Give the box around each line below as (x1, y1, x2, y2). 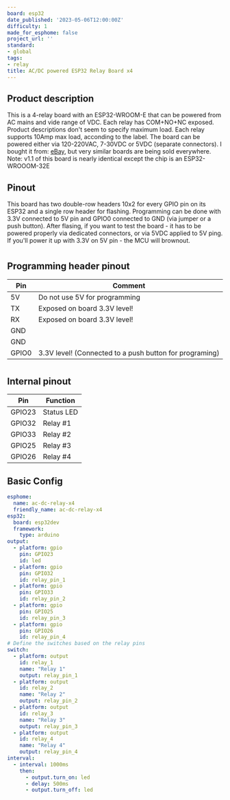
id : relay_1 (19, 659, 53, 666)
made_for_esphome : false (7, 29, 78, 36)
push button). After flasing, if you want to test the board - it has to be (7, 222, 202, 230)
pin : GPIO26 (19, 627, 53, 634)
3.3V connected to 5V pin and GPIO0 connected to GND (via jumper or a (7, 215, 212, 223)
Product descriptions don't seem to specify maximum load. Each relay (7, 125, 205, 134)
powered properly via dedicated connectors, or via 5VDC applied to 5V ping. (7, 229, 223, 237)
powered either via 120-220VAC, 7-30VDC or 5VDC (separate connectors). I (7, 140, 222, 148)
